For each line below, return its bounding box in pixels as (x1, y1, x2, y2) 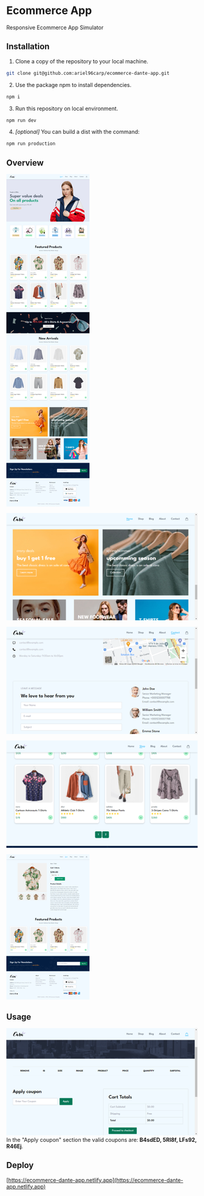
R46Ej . (6, 1142, 24, 1150)
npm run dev (6, 117, 36, 124)
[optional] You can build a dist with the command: (15, 128, 140, 136)
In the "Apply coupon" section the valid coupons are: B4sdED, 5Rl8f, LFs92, (6, 1136, 197, 1143)
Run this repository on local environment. (15, 105, 118, 112)
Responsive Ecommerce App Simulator (6, 24, 104, 31)
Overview (6, 158, 44, 168)
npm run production (6, 141, 56, 147)
